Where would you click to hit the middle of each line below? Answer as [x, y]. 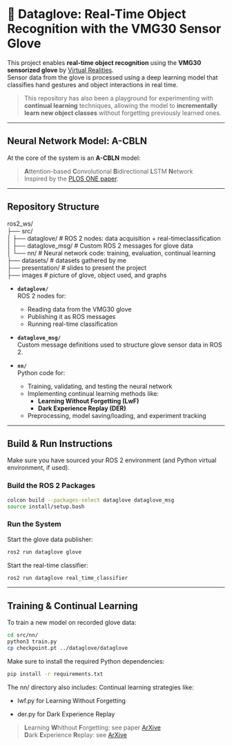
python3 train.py [32, 642]
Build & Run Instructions [60, 443]
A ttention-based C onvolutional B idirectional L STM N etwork [108, 171]
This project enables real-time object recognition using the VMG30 [104, 62]
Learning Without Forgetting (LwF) [88, 401]
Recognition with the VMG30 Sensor [114, 29]
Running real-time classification [72, 324]
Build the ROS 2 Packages [51, 486]
